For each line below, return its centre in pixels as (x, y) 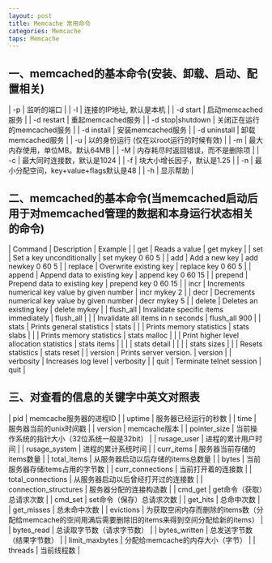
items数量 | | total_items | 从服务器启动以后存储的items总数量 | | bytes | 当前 (135, 458)
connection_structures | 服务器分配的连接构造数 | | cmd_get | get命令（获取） (136, 489)
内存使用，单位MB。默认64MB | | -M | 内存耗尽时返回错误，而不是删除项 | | (134, 150)
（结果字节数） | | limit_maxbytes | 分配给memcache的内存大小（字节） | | (132, 539)
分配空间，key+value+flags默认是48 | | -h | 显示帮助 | (104, 170)
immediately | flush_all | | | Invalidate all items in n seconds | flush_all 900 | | (135, 318)
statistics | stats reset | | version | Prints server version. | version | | (120, 352)
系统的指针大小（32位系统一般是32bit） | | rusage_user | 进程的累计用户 (135, 438)
